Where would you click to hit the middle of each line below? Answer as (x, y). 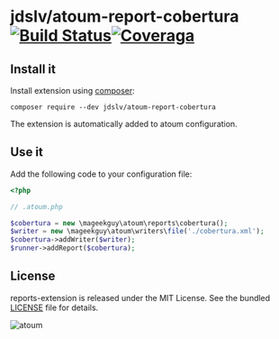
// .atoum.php (37, 206)
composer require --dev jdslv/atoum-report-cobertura (113, 107)
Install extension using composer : (73, 91)
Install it (33, 69)
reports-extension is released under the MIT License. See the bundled (140, 298)
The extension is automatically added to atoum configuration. (124, 124)
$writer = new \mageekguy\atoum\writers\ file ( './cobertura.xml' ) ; (137, 232)
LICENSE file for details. (54, 307)
